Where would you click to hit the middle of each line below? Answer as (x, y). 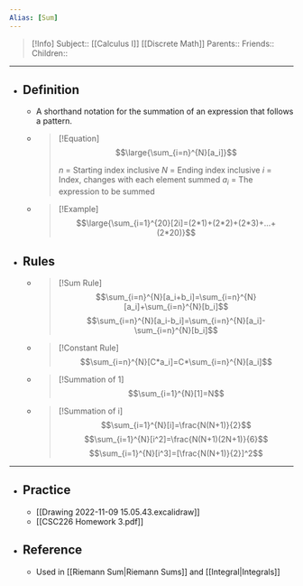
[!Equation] (79, 139)
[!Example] (78, 209)
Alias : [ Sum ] (34, 18)
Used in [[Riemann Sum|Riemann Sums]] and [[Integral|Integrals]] (158, 572)
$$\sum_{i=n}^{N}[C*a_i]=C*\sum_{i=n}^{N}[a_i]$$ (176, 362)
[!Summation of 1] (91, 379)
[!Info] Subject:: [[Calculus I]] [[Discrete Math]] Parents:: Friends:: (153, 43)
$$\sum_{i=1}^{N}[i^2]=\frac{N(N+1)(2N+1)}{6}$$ (176, 440)
